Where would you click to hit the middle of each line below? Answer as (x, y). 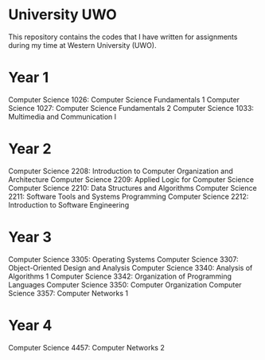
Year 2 (30, 149)
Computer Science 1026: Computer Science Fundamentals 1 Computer (124, 99)
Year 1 (29, 78)
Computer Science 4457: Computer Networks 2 (86, 347)
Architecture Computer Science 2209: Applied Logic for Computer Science (131, 179)
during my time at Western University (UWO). (82, 45)
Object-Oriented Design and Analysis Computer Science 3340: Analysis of (131, 267)
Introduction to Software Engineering (69, 204)
